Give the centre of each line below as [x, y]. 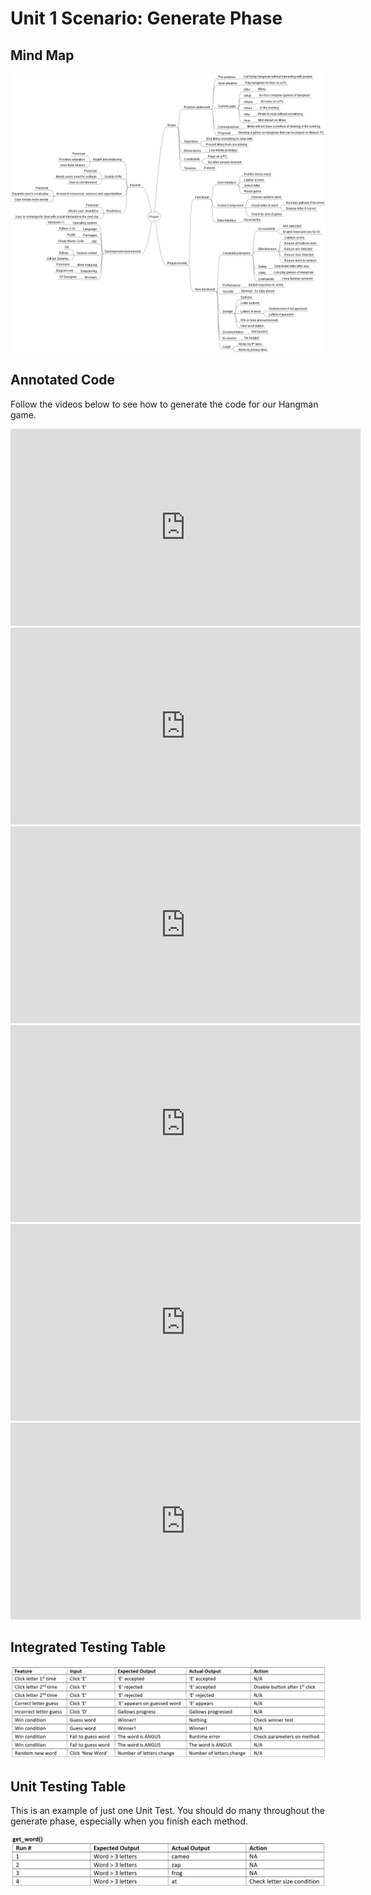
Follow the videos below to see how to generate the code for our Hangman [164, 404]
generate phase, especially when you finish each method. [129, 1821]
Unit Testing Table [68, 1786]
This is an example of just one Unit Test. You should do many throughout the [167, 1811]
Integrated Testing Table [88, 1647]
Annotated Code [63, 380]
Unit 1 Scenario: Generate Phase [146, 18]
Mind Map [42, 55]
